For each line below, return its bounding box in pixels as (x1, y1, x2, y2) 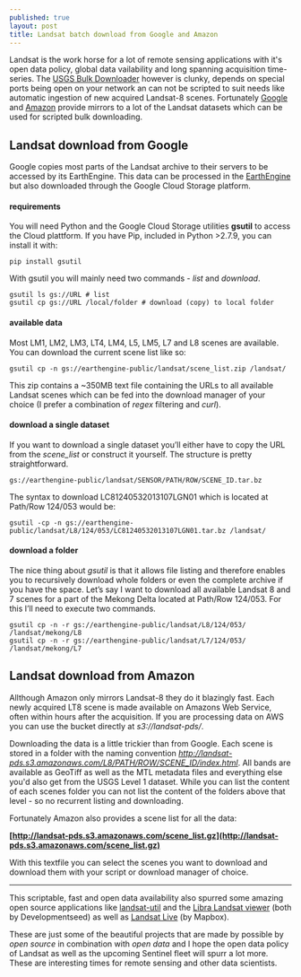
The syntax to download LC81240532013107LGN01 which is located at (9, 491, 269, 502)
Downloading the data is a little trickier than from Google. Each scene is (9, 737, 273, 749)
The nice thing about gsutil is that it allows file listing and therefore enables (9, 565, 286, 575)
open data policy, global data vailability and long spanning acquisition (9, 64, 266, 74)
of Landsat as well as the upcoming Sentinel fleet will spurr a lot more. (9, 947, 269, 958)
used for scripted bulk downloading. (9, 111, 143, 122)
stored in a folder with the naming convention (9, 747, 177, 758)
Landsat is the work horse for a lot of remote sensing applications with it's (9, 55, 282, 65)
